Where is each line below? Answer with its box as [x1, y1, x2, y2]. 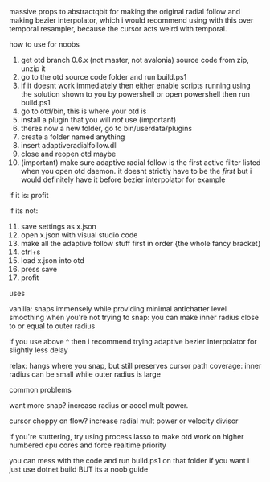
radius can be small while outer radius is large [9, 369, 162, 379]
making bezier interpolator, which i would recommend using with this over [9, 15, 254, 25]
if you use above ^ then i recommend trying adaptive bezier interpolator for [9, 337, 258, 346]
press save [20, 265, 58, 274]
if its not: [9, 206, 39, 216]
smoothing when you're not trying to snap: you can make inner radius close [9, 313, 260, 322]
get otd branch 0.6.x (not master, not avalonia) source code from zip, [20, 56, 250, 64]
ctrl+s [20, 247, 41, 257]
